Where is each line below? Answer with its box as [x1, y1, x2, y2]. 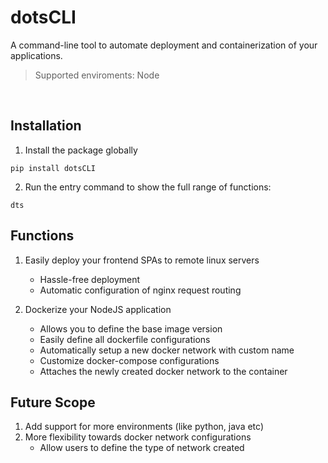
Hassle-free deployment [39, 273, 141, 285]
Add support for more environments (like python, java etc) [24, 421, 265, 433]
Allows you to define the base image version [39, 322, 223, 335]
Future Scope [10, 394, 96, 411]
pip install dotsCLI [10, 163, 97, 173]
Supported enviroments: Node [34, 69, 160, 81]
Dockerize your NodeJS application [24, 303, 172, 315]
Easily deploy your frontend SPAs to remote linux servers [24, 254, 260, 266]
